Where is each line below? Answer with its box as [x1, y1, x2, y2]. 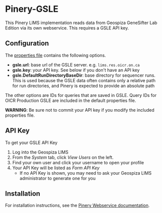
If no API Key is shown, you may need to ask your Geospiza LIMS [19, 170, 152, 176]
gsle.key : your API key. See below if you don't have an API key [12, 67, 140, 73]
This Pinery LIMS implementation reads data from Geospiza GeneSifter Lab [5, 20, 158, 26]
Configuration [5, 39, 49, 48]
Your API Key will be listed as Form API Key [12, 165, 100, 171]
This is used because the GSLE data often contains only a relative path [12, 77, 156, 83]
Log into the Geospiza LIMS [12, 149, 69, 155]
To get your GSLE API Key [5, 139, 58, 146]
